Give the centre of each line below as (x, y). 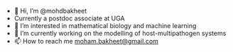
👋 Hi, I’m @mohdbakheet (50, 11)
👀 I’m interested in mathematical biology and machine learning (105, 26)
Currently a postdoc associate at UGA (70, 18)
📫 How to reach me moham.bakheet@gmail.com (86, 41)
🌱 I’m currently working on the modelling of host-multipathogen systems (120, 33)
